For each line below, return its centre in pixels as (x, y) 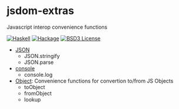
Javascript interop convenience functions (57, 27)
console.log (38, 74)
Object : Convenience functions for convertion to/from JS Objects (94, 81)
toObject (34, 87)
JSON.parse (39, 62)
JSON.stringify (42, 56)
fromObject (38, 93)
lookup (32, 99)
